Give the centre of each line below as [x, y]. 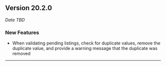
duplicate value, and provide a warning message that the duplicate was [85, 48]
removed [21, 54]
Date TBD [15, 20]
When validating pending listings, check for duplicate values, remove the [86, 43]
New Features [22, 32]
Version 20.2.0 [29, 8]
